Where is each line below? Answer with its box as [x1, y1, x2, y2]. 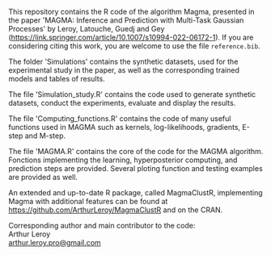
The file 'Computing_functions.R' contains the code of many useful [8, 114, 231, 123]
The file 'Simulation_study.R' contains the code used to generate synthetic [8, 90, 256, 99]
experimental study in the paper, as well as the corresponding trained [8, 65, 240, 75]
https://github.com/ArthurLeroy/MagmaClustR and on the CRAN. [8, 205, 223, 215]
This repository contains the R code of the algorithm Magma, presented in [8, 7, 255, 16]
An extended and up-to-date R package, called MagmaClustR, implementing [8, 188, 263, 197]
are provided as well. [8, 173, 78, 182]
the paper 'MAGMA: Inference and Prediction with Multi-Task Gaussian [8, 15, 244, 25]
